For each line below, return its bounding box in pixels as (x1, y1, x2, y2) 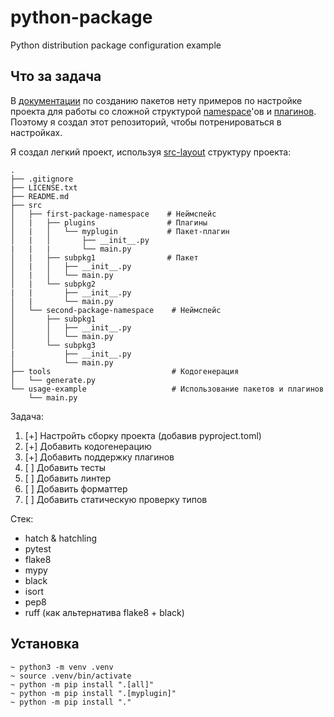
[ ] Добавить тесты (24, 461, 107, 473)
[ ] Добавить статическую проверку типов (24, 493, 208, 505)
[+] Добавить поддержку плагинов (24, 451, 175, 463)
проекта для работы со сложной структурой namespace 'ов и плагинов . (10, 105, 317, 117)
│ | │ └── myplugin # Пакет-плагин (10, 226, 230, 236)
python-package (10, 6, 153, 29)
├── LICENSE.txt (10, 182, 78, 193)
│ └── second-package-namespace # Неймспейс (10, 305, 222, 315)
